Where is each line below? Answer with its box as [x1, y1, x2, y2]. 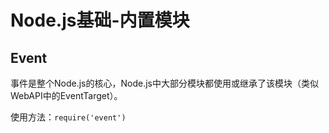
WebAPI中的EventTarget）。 [10, 90, 123, 101]
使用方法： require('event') [10, 111, 127, 123]
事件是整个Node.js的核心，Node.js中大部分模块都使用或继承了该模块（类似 [10, 77, 319, 89]
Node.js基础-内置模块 [10, 9, 190, 32]
